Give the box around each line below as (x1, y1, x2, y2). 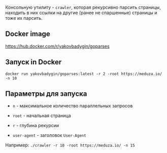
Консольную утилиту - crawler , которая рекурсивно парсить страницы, (5, 5, 161, 10)
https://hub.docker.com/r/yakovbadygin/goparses (5, 43, 110, 49)
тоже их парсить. (5, 15, 43, 21)
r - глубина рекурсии (12, 123, 59, 129)
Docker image (5, 30, 50, 39)
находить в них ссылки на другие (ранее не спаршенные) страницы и (5, 10, 157, 16)
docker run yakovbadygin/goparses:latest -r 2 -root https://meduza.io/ (5, 71, 162, 76)
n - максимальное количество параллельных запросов (12, 103, 133, 109)
